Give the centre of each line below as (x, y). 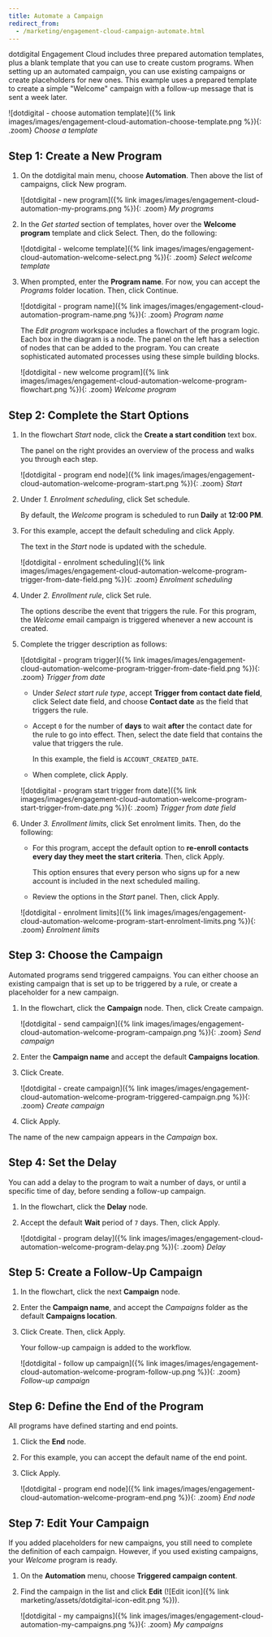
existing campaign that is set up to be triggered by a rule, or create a (123, 983)
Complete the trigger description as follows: (94, 644)
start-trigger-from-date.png (67, 808)
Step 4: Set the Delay (63, 1162)
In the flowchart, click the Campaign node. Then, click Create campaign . (142, 1008)
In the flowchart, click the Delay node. (84, 1206)
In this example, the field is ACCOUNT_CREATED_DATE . (115, 759)
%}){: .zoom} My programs (168, 209)
